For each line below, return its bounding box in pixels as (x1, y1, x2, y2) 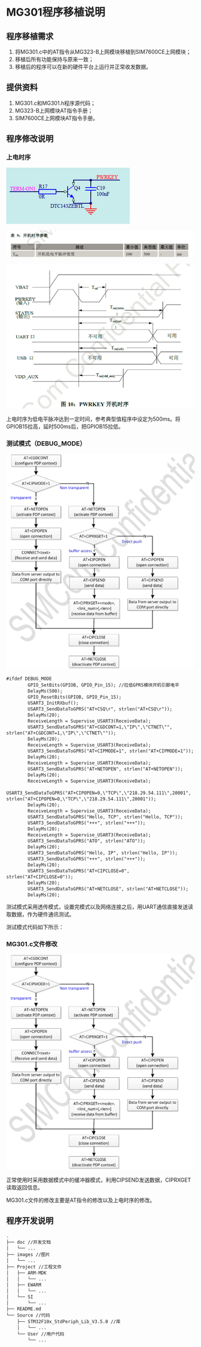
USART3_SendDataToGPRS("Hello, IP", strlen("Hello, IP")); (28, 849, 178, 856)
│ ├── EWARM (6, 1282, 42, 1288)
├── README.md (6, 1306, 42, 1312)
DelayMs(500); (28, 688, 63, 694)
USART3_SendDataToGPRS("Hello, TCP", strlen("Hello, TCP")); (28, 813, 184, 820)
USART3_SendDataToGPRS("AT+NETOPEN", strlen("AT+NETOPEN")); (28, 766, 184, 772)
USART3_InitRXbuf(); (28, 700, 79, 706)
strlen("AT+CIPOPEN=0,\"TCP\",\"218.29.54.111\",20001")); (6, 795, 157, 802)
